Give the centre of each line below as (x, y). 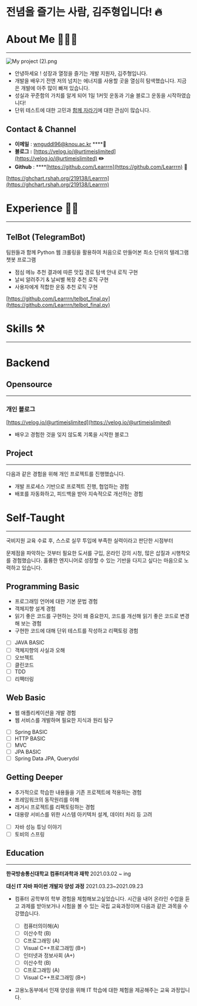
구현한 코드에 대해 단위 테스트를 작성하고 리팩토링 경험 (77, 631)
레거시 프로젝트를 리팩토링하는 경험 (55, 807)
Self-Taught (35, 517)
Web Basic (26, 698)
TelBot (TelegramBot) (46, 237)
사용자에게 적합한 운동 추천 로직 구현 (56, 287)
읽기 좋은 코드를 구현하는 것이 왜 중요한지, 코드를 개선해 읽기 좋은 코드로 (96, 616)
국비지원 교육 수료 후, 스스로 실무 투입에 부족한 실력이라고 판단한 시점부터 (90, 540)
